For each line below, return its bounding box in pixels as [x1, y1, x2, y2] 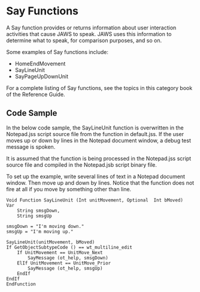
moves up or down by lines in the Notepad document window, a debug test [6, 137, 192, 144]
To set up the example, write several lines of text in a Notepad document [6, 173, 186, 180]
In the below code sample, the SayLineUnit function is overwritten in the [6, 124, 184, 131]
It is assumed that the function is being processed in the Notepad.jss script [6, 155, 192, 162]
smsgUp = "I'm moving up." [6, 228, 74, 234]
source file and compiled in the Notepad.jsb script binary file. [6, 161, 157, 168]
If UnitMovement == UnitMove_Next [17, 249, 103, 255]
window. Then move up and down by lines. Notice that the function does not [6, 179, 195, 186]
